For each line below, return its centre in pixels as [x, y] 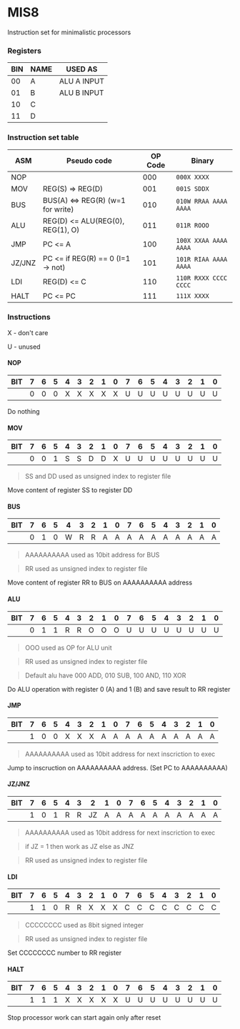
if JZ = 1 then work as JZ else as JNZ [79, 847]
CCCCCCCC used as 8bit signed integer [84, 925]
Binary [202, 160]
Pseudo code [90, 160]
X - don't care [28, 332]
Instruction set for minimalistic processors [69, 32]
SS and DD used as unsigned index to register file [98, 477]
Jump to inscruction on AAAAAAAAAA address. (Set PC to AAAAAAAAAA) [118, 767]
